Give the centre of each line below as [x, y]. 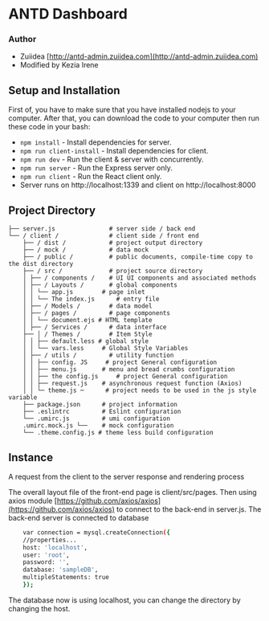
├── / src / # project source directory [113, 271]
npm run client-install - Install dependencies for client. [114, 151]
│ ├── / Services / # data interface [95, 327]
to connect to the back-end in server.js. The [189, 509]
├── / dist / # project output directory [113, 243]
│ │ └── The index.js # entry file [91, 299]
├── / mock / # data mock [86, 250]
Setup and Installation [64, 90]
